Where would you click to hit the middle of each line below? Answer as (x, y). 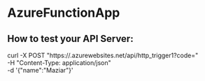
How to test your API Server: (71, 39)
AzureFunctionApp (64, 13)
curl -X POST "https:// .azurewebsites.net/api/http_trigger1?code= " (103, 55)
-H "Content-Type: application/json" (59, 63)
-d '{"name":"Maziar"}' (40, 70)
